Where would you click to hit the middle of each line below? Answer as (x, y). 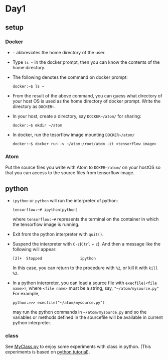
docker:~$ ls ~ (28, 86)
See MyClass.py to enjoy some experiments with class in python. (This (78, 346)
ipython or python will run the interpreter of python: (65, 200)
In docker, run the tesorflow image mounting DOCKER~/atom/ (73, 135)
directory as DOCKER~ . (34, 106)
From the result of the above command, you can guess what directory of (87, 95)
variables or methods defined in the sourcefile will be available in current (88, 317)
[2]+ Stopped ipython (54, 258)
